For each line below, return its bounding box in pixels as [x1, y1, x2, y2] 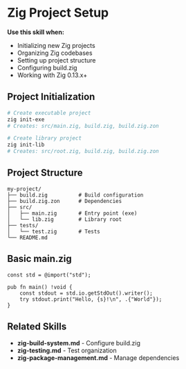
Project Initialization [7, 91, 95, 103]
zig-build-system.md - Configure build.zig [17, 339, 140, 347]
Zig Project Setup [7, 5, 109, 21]
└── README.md [7, 234, 48, 241]
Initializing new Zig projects [17, 41, 95, 49]
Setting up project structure [17, 56, 96, 64]
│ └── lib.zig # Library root [7, 215, 122, 223]
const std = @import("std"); [7, 271, 91, 279]
